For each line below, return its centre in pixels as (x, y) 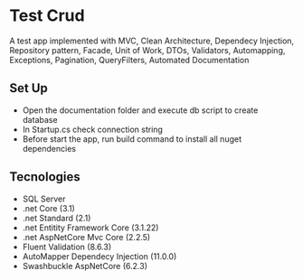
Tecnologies (45, 177)
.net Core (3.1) (48, 208)
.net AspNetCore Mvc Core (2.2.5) (86, 237)
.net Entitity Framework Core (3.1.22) (90, 228)
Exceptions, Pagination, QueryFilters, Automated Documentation (129, 60)
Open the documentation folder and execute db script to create (140, 110)
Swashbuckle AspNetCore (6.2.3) (85, 266)
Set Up (28, 88)
